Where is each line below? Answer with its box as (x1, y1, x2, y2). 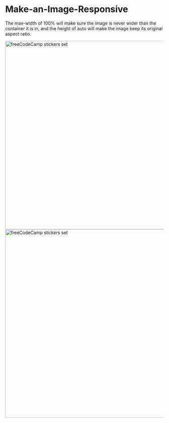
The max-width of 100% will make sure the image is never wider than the (5, 20, 156, 26)
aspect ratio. (5, 31, 32, 37)
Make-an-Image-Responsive (5, 4, 128, 15)
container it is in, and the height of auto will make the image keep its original (5, 25, 163, 31)
